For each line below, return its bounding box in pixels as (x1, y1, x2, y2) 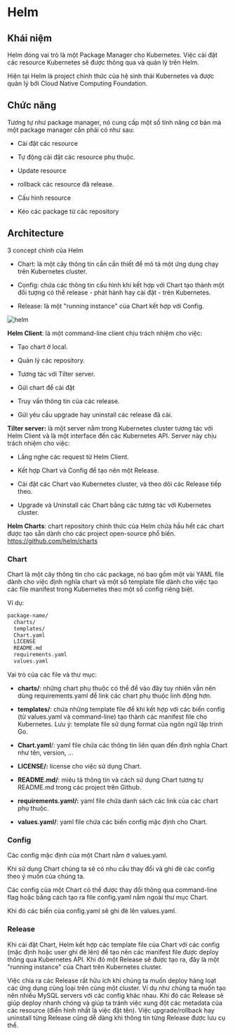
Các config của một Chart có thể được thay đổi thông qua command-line (7, 886, 217, 894)
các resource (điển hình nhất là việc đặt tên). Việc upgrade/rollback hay (7, 1006, 215, 1014)
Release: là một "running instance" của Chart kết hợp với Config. (17, 302, 205, 310)
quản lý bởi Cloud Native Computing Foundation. (7, 79, 148, 88)
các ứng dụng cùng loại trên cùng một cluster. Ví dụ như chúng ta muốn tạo (7, 983, 227, 992)
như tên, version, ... (17, 748, 74, 757)
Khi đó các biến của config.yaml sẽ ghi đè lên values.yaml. (7, 907, 177, 915)
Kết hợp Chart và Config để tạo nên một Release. (17, 466, 159, 474)
